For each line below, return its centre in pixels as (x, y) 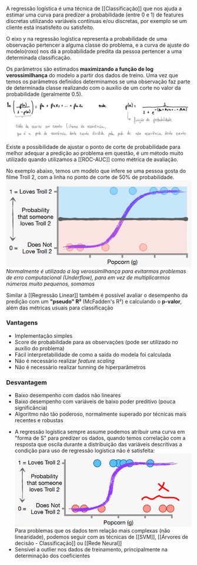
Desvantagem (26, 382)
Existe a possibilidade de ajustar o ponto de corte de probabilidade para (93, 147)
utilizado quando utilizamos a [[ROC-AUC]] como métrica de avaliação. (92, 159)
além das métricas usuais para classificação (60, 308)
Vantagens (22, 323)
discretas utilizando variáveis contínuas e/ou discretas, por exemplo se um (96, 21)
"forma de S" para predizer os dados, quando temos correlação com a (100, 438)
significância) (31, 408)
